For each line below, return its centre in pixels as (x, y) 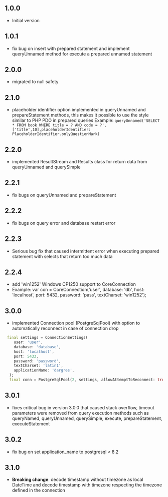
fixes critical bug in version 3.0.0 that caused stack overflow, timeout (83, 407)
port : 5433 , (26, 356)
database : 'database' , (37, 347)
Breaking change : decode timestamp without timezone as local (77, 480)
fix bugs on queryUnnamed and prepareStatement (64, 195)
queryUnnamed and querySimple (46, 167)
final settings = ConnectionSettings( (47, 338)
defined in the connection (39, 490)
